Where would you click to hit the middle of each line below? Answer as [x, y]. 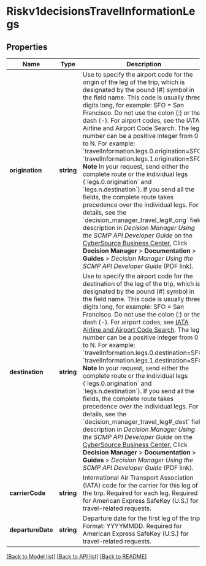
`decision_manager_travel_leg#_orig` [135, 220]
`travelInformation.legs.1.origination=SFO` [143, 159]
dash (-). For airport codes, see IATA [135, 322]
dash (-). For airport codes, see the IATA [141, 120]
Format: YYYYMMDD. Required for [132, 526]
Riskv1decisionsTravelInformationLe [101, 11]
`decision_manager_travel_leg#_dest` [136, 422]
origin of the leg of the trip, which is [134, 82]
